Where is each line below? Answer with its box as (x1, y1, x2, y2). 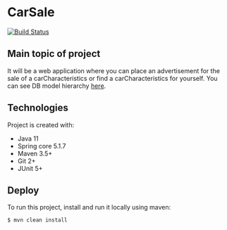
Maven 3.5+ (17, 149, 53, 158)
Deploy (7, 184, 39, 196)
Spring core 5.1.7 (17, 141, 66, 150)
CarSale (7, 4, 55, 20)
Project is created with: (7, 120, 75, 129)
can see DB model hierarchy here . (7, 82, 106, 90)
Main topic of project (7, 48, 101, 60)
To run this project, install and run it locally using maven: (7, 203, 171, 212)
